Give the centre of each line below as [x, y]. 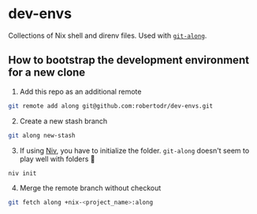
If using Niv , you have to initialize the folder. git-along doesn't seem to [134, 150]
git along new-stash [42, 135]
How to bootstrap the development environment [129, 60]
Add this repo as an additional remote [80, 91]
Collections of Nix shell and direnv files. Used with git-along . [108, 35]
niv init [22, 173]
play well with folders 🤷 [58, 159]
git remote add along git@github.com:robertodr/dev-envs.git [111, 106]
